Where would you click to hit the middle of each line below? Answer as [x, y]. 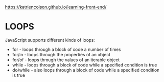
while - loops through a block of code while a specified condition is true [84, 65]
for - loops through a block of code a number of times [67, 49]
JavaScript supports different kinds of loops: [50, 40]
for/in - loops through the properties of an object [61, 54]
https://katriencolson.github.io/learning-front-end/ [56, 7]
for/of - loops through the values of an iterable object [66, 60]
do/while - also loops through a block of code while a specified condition [86, 70]
